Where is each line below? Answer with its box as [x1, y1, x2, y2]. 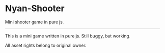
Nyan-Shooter [5, 3, 65, 14]
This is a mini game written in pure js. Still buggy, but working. [5, 33, 131, 39]
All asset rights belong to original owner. [5, 42, 87, 48]
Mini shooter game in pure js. [5, 19, 64, 25]
